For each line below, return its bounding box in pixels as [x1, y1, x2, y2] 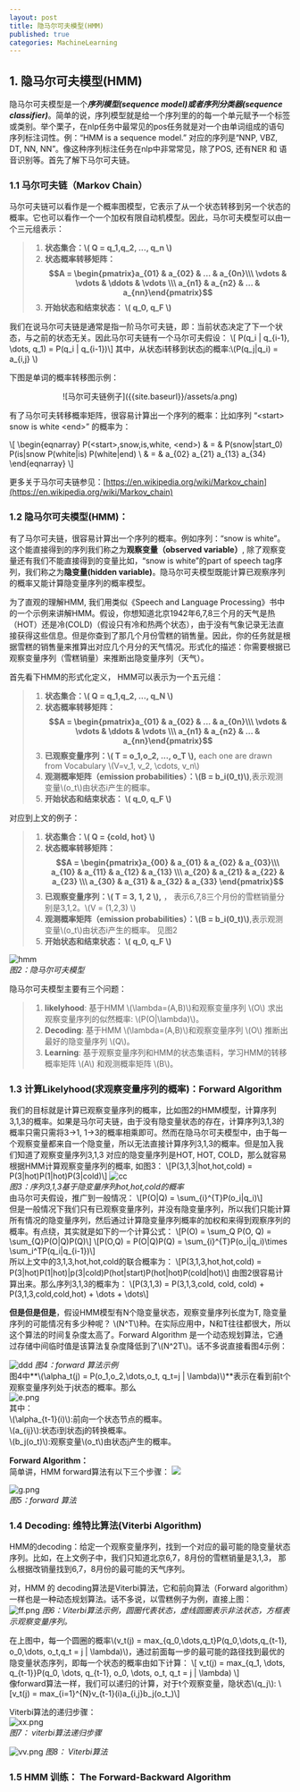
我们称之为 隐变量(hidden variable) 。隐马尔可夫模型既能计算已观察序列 [24, 566, 286, 577]
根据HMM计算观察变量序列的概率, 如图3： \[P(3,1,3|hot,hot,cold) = [9, 1160, 253, 1171]
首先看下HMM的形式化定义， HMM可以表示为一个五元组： [9, 672, 224, 682]
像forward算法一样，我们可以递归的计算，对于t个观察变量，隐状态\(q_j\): [9, 1678, 277, 1689]
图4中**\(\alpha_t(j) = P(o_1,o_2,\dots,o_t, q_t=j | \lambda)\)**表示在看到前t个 [9, 1370, 291, 1382]
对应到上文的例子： [9, 812, 80, 823]
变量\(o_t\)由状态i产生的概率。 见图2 [44, 925, 178, 935]
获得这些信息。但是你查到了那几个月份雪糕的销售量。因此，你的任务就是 [16, 630, 283, 640]
